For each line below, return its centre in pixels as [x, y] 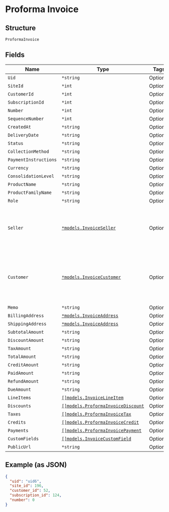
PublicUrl [19, 447]
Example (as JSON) [36, 465]
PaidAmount [21, 373]
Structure [21, 28]
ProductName [22, 184]
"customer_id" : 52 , [30, 491]
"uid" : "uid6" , [26, 481]
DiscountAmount [26, 340]
